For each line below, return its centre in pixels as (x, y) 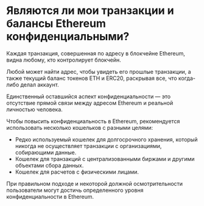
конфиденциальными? (68, 37)
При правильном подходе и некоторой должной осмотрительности (95, 183)
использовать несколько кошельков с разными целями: (80, 127)
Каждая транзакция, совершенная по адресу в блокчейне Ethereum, (96, 53)
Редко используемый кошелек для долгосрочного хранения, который (106, 139)
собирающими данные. (46, 152)
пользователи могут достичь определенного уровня (75, 190)
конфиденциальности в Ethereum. (50, 196)
